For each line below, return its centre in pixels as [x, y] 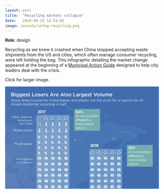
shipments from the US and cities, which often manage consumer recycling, [81, 55]
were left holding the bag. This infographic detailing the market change [76, 60]
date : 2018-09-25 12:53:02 [35, 20]
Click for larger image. [27, 80]
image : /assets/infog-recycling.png [42, 26]
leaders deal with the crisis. [33, 70]
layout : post [18, 10]
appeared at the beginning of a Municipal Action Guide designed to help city [82, 65]
